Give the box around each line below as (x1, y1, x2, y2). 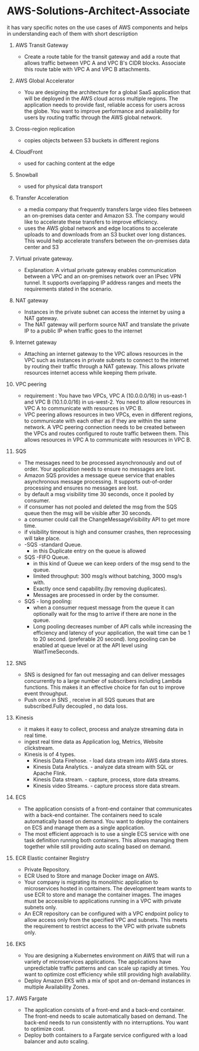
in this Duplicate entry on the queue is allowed (33, 547, 146, 554)
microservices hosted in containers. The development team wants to (24, 884, 192, 892)
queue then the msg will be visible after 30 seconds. (24, 509, 152, 516)
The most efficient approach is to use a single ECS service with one (24, 830, 190, 837)
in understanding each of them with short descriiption (7, 30, 138, 37)
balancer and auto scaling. (24, 1037, 89, 1044)
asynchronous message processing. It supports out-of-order (24, 478, 173, 485)
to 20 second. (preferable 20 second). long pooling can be (33, 635, 176, 643)
